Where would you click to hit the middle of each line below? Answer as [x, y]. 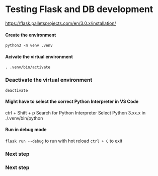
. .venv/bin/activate [28, 67]
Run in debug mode [26, 130]
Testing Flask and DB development [79, 9]
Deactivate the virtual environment [49, 80]
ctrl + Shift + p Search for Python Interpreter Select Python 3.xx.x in [75, 112]
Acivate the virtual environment [39, 56]
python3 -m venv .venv [29, 46]
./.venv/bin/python [24, 118]
